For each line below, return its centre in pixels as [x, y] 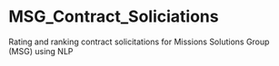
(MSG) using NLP [41, 51]
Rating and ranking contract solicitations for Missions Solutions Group [139, 42]
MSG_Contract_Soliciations [114, 17]
